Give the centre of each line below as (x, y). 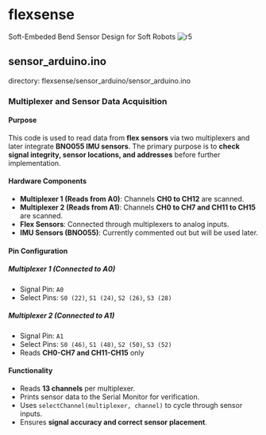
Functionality (31, 371)
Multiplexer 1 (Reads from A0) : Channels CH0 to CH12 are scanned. (132, 199)
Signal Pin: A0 (42, 289)
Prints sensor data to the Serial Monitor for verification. (110, 397)
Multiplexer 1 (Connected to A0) (62, 269)
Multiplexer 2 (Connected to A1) (62, 316)
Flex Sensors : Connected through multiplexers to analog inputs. (124, 225)
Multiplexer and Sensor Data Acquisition (88, 101)
